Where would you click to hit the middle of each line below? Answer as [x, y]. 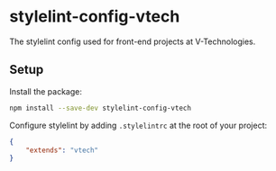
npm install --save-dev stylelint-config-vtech [101, 108]
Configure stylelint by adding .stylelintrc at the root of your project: [138, 125]
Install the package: [46, 91]
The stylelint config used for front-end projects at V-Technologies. [133, 41]
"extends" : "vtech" [62, 150]
